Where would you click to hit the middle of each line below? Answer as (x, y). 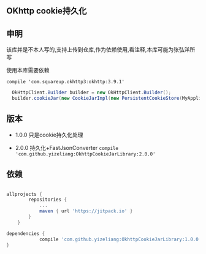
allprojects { (25, 194)
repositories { (48, 200)
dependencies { (26, 233)
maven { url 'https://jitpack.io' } (86, 211)
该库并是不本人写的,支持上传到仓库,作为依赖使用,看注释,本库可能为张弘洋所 (101, 50)
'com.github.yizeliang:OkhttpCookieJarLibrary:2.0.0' (85, 154)
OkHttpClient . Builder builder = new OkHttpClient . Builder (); (92, 93)
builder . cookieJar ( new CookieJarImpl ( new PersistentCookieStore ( (97, 99)
